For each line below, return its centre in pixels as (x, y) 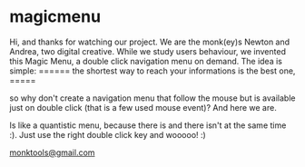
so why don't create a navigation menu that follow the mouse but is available (152, 98)
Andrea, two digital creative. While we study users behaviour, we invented (148, 51)
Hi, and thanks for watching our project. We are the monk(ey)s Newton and (150, 42)
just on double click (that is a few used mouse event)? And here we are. (143, 107)
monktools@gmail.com (52, 152)
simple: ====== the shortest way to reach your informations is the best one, (152, 71)
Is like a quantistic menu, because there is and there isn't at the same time (148, 125)
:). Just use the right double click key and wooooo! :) (108, 134)
